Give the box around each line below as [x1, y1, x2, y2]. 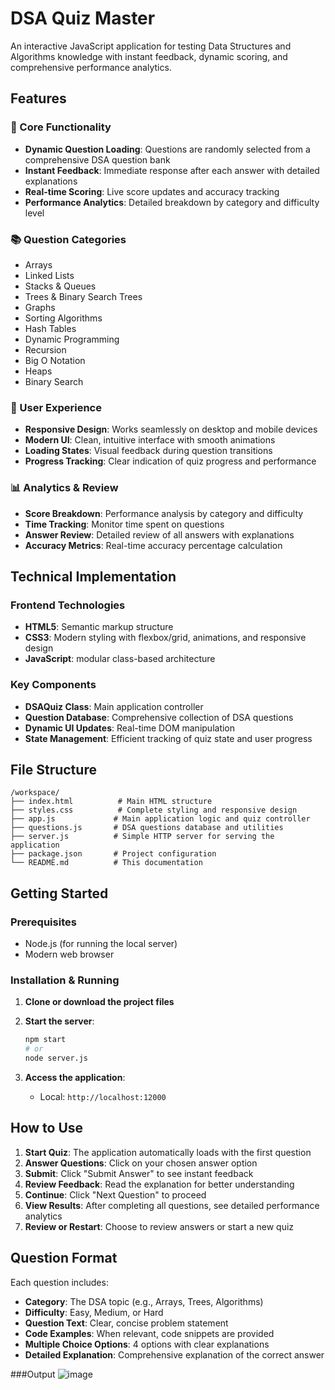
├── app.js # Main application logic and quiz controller [10, 814, 311, 824]
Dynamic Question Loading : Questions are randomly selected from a [24, 143, 311, 155]
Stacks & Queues [24, 280, 97, 292]
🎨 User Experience [10, 400, 102, 414]
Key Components [10, 678, 97, 692]
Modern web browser [24, 948, 115, 960]
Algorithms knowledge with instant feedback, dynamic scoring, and [10, 50, 288, 62]
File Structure [10, 761, 97, 778]
